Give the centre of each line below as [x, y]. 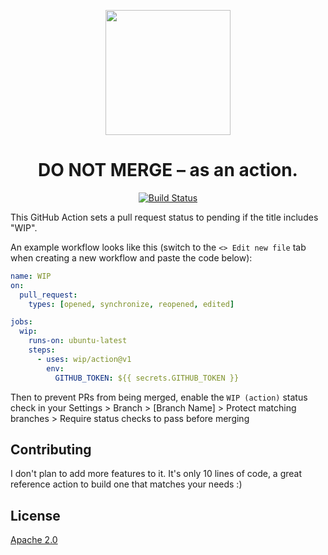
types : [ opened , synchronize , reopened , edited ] [131, 304]
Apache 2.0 [34, 540]
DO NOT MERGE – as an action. [168, 170]
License [35, 515]
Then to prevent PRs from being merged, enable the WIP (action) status [159, 397]
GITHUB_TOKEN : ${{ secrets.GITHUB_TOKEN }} [147, 378]
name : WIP [31, 276]
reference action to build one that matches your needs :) [126, 484]
